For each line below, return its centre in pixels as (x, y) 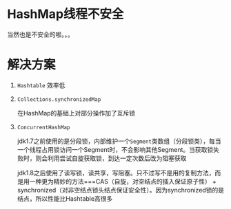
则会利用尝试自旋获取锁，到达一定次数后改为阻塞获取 (111, 158)
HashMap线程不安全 (66, 14)
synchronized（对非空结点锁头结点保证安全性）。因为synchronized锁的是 (121, 190)
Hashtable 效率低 (41, 85)
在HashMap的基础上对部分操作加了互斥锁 (76, 113)
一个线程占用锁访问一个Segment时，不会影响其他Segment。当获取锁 (115, 149)
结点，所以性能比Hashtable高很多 (65, 198)
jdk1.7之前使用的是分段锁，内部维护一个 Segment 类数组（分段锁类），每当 (119, 141)
